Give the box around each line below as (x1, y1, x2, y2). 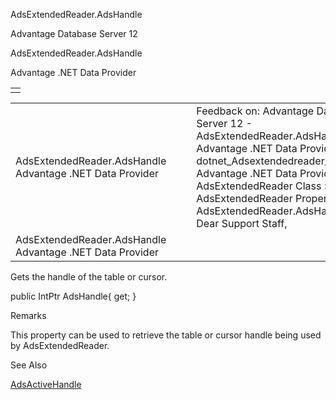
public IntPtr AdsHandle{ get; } (10, 290, 137, 302)
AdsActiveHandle (10, 379, 82, 390)
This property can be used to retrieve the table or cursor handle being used (10, 329, 322, 341)
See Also (10, 359, 48, 371)
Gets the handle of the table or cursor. (10, 271, 168, 283)
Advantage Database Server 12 (10, 28, 138, 39)
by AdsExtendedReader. (10, 340, 110, 351)
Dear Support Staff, (196, 217, 288, 230)
